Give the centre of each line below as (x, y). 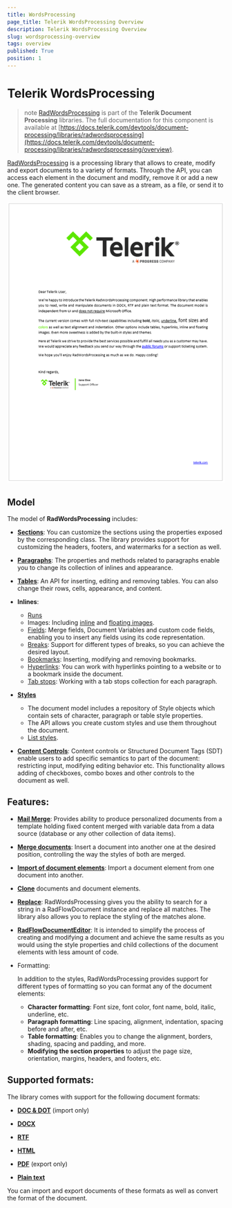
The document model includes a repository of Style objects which (121, 708)
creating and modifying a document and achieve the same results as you (120, 937)
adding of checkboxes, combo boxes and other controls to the (106, 773)
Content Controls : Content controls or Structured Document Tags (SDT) (120, 751)
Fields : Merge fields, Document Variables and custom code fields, (121, 630)
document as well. (43, 780)
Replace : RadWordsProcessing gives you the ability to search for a (112, 902)
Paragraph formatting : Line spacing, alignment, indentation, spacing (125, 1021)
